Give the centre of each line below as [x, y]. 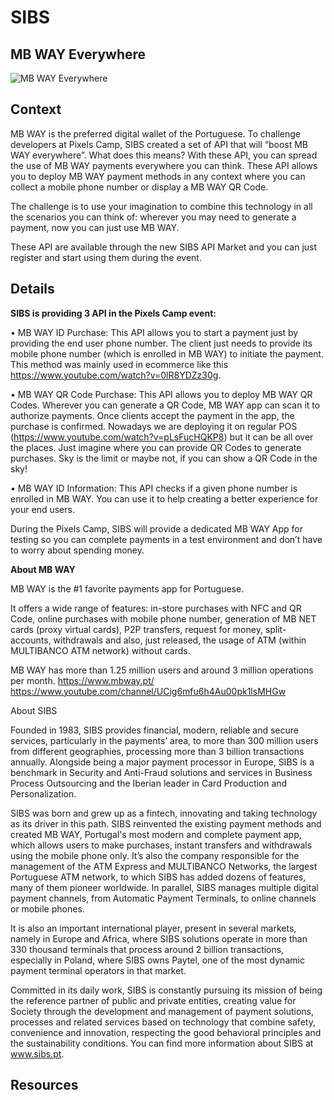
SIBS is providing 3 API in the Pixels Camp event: [113, 313]
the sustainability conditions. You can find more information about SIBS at [162, 1043]
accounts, [31, 640]
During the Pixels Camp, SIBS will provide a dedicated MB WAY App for [157, 528]
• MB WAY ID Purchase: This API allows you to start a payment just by [154, 332]
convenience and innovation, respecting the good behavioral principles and [166, 1032]
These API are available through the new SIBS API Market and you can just [164, 247]
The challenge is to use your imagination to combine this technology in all [161, 206]
